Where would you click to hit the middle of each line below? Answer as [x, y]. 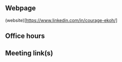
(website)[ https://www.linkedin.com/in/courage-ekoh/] [61, 20]
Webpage [20, 8]
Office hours [25, 36]
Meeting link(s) [29, 53]
